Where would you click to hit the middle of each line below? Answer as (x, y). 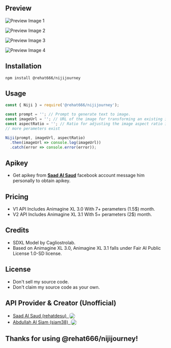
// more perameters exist (33, 128)
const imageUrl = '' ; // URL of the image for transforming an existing (84, 119)
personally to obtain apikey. (41, 181)
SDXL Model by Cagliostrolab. (44, 242)
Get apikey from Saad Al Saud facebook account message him (79, 176)
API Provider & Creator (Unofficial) (61, 303)
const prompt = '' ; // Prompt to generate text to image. (68, 114)
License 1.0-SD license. (37, 253)
